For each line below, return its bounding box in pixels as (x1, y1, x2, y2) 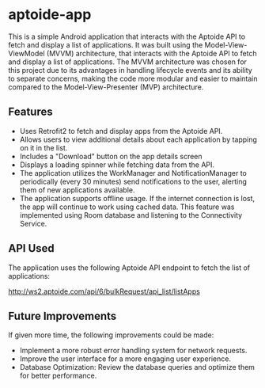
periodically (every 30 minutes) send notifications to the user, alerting (19, 177, 248, 186)
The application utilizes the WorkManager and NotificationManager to (19, 168, 248, 177)
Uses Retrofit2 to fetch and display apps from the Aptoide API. (19, 126, 223, 135)
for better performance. (19, 371, 97, 381)
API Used (8, 242, 55, 255)
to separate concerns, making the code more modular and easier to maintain (8, 74, 258, 83)
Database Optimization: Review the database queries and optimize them (19, 363, 256, 372)
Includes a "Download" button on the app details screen (19, 151, 203, 161)
